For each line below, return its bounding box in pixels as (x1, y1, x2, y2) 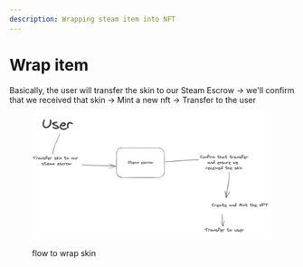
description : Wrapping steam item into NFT (9, 14, 176, 24)
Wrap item (9, 54, 89, 75)
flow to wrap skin (32, 248, 97, 259)
